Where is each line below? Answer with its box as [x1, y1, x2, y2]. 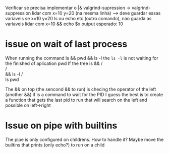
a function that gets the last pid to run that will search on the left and [5, 97, 147, 103]
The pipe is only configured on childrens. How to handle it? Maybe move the [5, 136, 164, 142]
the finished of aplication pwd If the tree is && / [5, 60, 103, 66]
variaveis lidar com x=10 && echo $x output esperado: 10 [5, 21, 124, 27]
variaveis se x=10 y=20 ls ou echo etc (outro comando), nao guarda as [5, 16, 152, 21]
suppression [5, 10, 31, 16]
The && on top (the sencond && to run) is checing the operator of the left [5, 86, 156, 92]
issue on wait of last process [5, 38, 128, 50]
